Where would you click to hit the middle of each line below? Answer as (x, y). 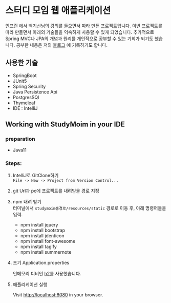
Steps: (14, 163)
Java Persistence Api (35, 92)
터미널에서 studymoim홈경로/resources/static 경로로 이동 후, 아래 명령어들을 (89, 208)
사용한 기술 (22, 63)
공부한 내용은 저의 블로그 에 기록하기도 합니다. (62, 45)
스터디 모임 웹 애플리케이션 (58, 11)
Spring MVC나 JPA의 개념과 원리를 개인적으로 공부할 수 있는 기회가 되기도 (79, 39)
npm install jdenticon (42, 235)
